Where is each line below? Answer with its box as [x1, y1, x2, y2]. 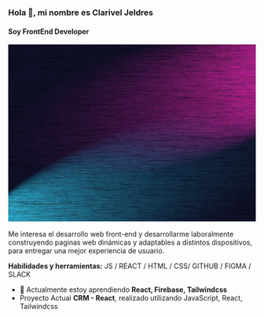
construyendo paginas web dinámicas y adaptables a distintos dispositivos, [8, 238, 253, 247]
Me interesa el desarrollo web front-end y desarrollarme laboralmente [8, 230, 234, 239]
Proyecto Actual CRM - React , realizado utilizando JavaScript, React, [19, 293, 243, 303]
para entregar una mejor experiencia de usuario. [8, 246, 165, 256]
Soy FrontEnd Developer [8, 27, 90, 36]
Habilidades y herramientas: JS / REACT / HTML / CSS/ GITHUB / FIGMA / [8, 261, 251, 271]
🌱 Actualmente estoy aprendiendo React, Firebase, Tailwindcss [19, 285, 228, 294]
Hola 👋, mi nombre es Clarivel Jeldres [8, 7, 153, 18]
